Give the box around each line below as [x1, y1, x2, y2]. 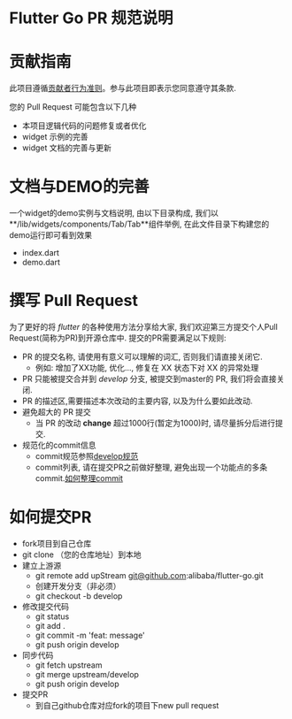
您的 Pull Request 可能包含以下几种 [9, 102, 137, 112]
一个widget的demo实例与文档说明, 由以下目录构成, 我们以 [9, 208, 219, 218]
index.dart [21, 248, 60, 258]
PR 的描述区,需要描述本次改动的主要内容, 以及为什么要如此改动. [21, 395, 253, 406]
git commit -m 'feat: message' [35, 630, 146, 640]
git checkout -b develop [35, 590, 123, 601]
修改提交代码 [21, 600, 69, 611]
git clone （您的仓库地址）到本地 [21, 549, 142, 560]
